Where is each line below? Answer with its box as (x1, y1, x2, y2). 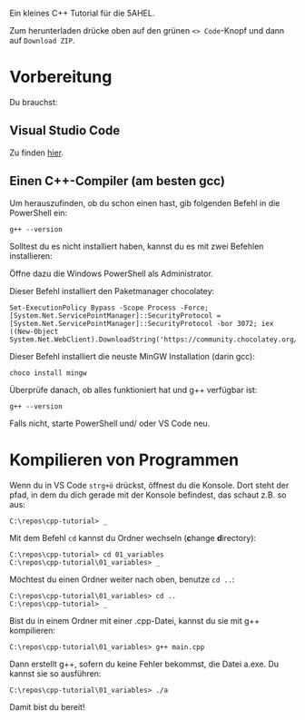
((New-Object (9, 327, 59, 336)
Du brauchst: (9, 96, 58, 107)
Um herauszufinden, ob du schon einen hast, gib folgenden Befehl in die (9, 197, 280, 208)
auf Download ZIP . (9, 35, 75, 45)
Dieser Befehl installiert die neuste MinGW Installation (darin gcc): (9, 350, 256, 361)
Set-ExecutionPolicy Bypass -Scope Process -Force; (9, 303, 209, 312)
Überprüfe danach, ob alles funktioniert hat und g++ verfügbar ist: (9, 384, 258, 395)
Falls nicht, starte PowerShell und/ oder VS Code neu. (9, 418, 211, 429)
